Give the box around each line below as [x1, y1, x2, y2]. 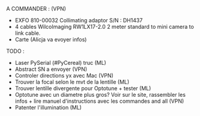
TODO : [6, 47, 25, 55]
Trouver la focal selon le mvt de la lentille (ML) [14, 78, 130, 85]
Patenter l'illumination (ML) [14, 104, 82, 111]
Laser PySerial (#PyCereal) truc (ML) [14, 60, 106, 66]
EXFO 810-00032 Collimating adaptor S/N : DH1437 [14, 17, 143, 23]
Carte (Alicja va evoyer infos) [14, 36, 87, 43]
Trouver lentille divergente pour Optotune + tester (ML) [14, 85, 151, 92]
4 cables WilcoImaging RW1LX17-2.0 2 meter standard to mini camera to [14, 23, 194, 30]
